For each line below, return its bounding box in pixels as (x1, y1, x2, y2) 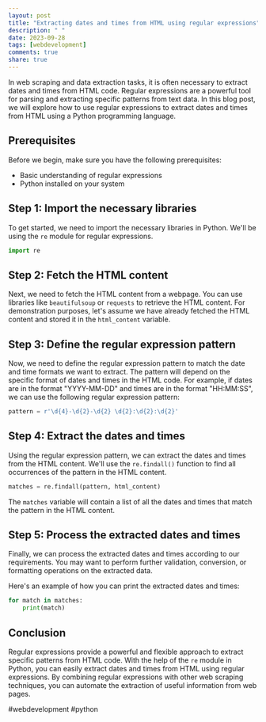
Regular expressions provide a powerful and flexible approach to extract (8, 647, 244, 656)
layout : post (8, 11, 51, 20)
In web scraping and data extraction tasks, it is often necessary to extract (8, 77, 248, 87)
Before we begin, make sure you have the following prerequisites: (8, 155, 222, 165)
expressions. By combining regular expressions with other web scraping (8, 672, 244, 682)
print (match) (22, 604, 66, 612)
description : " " (8, 26, 66, 34)
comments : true (8, 48, 59, 56)
